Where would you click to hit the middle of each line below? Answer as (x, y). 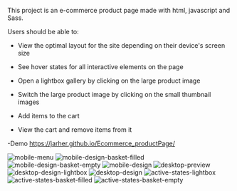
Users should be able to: (43, 32)
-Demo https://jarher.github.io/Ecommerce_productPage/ (91, 143)
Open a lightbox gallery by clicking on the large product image (109, 81)
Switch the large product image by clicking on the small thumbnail (114, 94)
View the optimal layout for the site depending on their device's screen (121, 45)
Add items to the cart (48, 116)
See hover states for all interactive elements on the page (100, 67)
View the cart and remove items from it (75, 130)
